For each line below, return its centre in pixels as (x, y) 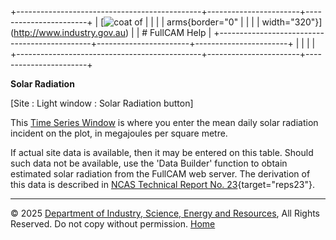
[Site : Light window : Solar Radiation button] (102, 103)
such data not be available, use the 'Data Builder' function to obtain (149, 163)
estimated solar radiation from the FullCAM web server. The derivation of (160, 174)
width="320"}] (292, 22)
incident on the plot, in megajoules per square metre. (119, 133)
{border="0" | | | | (223, 22)
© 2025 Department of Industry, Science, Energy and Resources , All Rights (165, 213)
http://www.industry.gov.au (70, 32)
